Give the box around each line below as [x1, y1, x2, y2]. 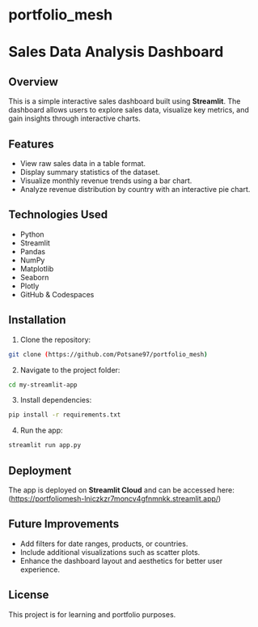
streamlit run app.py [8, 441, 82, 450]
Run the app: [19, 425, 63, 435]
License [8, 588, 49, 602]
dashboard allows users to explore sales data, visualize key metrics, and [8, 105, 249, 115]
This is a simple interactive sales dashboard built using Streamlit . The [8, 96, 241, 106]
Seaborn [19, 272, 49, 282]
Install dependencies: [19, 395, 92, 405]
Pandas [19, 246, 46, 256]
